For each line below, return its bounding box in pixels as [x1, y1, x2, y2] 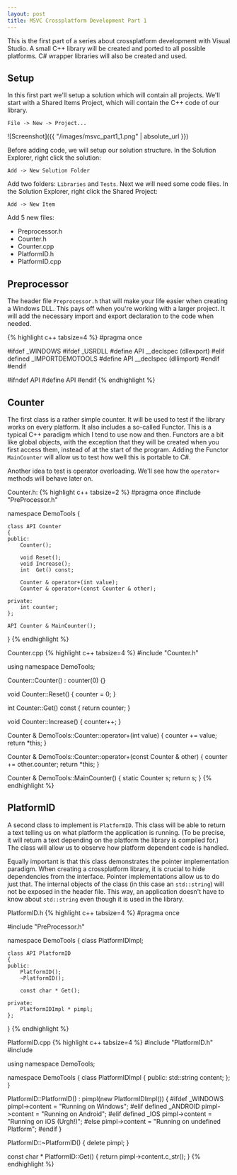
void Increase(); [20, 560, 71, 567]
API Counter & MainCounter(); [7, 622, 97, 629]
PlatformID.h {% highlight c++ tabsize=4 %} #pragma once [7, 908, 180, 917]
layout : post [7, 10, 46, 18]
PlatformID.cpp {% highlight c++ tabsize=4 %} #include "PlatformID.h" [7, 1038, 214, 1046]
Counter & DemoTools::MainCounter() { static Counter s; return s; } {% [7, 773, 212, 782]
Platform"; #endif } [7, 1125, 62, 1133]
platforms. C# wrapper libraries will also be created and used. [7, 51, 187, 60]
